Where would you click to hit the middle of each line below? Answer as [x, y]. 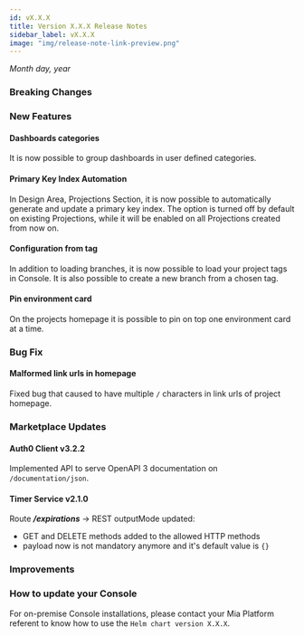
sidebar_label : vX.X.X [52, 34]
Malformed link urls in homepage [73, 374]
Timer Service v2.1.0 [49, 498]
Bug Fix [26, 352]
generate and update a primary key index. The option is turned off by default [152, 208]
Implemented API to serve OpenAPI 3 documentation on [114, 469]
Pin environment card [51, 299]
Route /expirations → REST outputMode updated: [102, 519]
